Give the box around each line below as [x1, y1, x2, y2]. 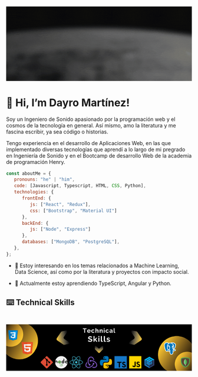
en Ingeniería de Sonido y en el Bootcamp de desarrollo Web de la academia [6, 152, 192, 159]
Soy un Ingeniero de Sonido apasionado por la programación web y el [6, 116, 176, 123]
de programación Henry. [6, 158, 66, 165]
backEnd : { [21, 220, 49, 226]
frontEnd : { [21, 195, 51, 201]
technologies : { [14, 189, 54, 195]
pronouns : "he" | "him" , [14, 176, 75, 183]
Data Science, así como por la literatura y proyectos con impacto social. [14, 268, 190, 275]
